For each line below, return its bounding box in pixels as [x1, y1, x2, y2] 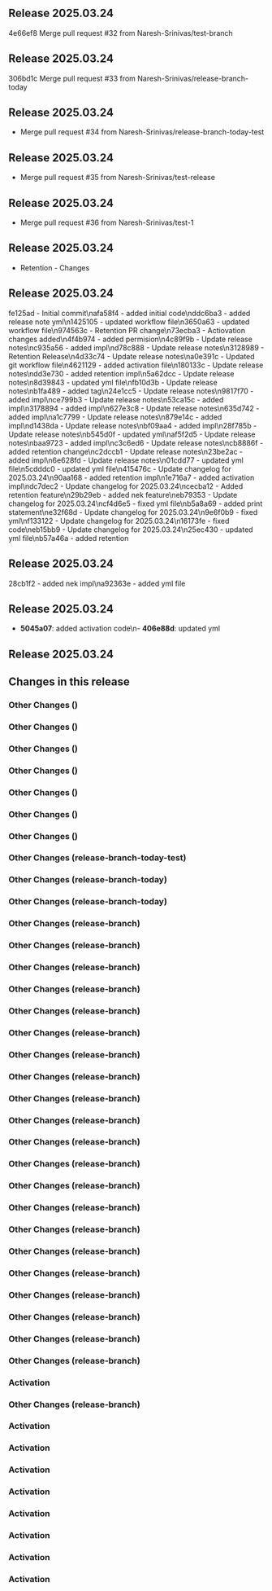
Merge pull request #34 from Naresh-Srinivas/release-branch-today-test [19, 127, 265, 137]
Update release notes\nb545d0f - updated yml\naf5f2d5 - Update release [8, 429, 256, 439]
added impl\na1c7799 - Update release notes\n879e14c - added [8, 411, 222, 422]
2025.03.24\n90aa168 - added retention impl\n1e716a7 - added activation [8, 472, 255, 482]
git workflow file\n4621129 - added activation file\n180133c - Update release [8, 360, 264, 370]
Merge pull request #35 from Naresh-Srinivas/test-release [19, 173, 215, 182]
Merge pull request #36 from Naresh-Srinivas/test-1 [19, 218, 194, 227]
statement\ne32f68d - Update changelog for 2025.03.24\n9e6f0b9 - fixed [8, 507, 258, 516]
